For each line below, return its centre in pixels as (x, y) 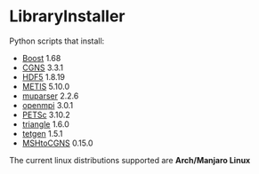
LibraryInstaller (67, 16)
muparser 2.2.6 (50, 96)
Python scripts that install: (57, 41)
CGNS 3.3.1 (43, 67)
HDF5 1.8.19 (43, 76)
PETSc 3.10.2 (46, 115)
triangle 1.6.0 (45, 124)
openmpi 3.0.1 (48, 105)
